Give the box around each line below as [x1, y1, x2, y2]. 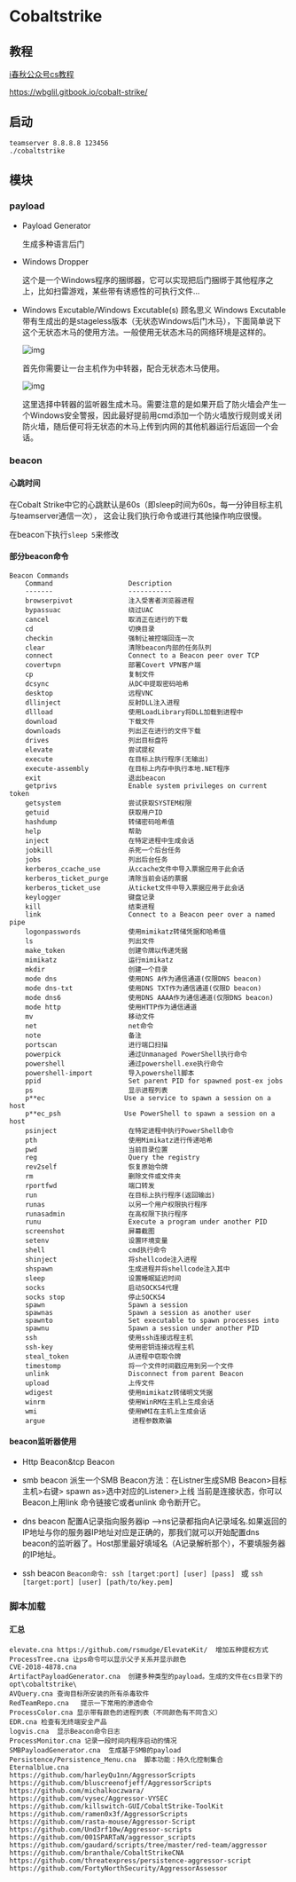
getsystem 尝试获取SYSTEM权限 [25, 799, 192, 807]
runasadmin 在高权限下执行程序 [25, 1209, 188, 1218]
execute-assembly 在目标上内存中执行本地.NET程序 [25, 764, 230, 773]
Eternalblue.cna [9, 1763, 69, 1772]
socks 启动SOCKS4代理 [25, 1283, 179, 1292]
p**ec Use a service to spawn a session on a [25, 1093, 272, 1102]
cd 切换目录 [25, 624, 155, 634]
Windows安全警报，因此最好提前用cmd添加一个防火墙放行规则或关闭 [29, 410, 282, 421]
